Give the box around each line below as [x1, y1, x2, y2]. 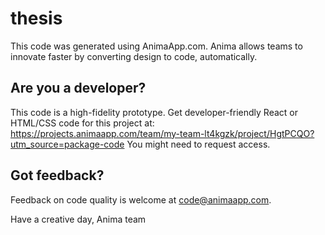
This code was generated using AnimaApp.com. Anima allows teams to [10, 40, 303, 52]
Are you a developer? [10, 80, 147, 97]
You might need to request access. [126, 138, 271, 150]
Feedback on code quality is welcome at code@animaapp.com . [10, 193, 272, 206]
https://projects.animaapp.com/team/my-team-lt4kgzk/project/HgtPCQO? [10, 127, 315, 139]
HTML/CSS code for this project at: [10, 117, 155, 129]
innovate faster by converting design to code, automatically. [10, 50, 258, 62]
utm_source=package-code [10, 138, 125, 150]
